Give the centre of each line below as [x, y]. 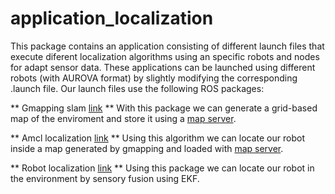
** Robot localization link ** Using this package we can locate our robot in [162, 168]
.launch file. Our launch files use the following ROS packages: [137, 88]
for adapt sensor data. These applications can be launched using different [163, 67]
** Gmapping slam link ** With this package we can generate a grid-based [164, 108]
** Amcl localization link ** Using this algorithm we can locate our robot [157, 138]
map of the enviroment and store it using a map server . [123, 118]
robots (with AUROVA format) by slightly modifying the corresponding [154, 78]
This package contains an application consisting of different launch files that [167, 46]
